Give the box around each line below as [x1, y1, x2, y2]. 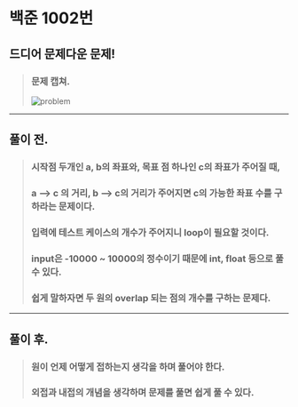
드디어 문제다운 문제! [9, 46, 115, 61]
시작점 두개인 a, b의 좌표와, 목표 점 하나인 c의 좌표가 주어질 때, [30, 161, 281, 173]
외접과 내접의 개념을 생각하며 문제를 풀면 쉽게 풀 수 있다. [30, 387, 255, 399]
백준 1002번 [9, 8, 94, 28]
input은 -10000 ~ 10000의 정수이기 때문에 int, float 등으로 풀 [30, 252, 284, 265]
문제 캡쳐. [30, 75, 71, 87]
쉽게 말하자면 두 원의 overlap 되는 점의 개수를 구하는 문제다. [30, 291, 271, 304]
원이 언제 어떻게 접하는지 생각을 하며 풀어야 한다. [30, 361, 225, 373]
